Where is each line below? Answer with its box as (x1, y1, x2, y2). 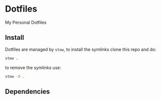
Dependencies (5, 87, 50, 96)
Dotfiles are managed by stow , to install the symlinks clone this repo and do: (5, 46, 157, 52)
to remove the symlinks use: (5, 65, 62, 70)
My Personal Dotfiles (5, 19, 47, 25)
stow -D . (5, 74, 25, 79)
